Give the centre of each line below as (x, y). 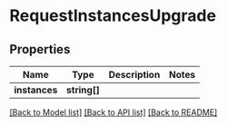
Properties (40, 49)
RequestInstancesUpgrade (113, 16)
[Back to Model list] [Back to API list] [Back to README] (113, 112)
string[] (83, 90)
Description (134, 75)
